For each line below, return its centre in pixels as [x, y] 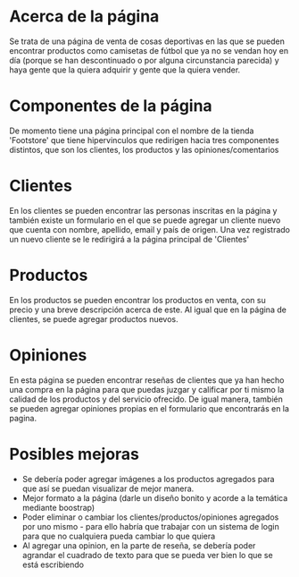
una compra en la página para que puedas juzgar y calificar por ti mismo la [147, 389]
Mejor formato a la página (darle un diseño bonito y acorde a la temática [155, 497]
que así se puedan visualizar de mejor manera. [108, 488]
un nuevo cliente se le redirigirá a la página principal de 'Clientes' [129, 239]
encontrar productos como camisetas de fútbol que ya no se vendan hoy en [149, 50]
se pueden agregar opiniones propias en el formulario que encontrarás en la [149, 408]
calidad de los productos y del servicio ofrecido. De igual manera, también [146, 399]
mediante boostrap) [58, 507]
